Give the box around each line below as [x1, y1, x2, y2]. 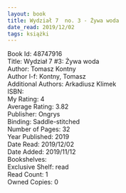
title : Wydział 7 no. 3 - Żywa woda [7, 17, 120, 24]
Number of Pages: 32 [7, 125, 70, 133]
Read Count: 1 [7, 170, 48, 179]
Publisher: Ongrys [7, 110, 61, 118]
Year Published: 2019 [7, 133, 70, 141]
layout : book [7, 10, 46, 18]
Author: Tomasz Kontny [7, 65, 76, 73]
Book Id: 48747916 [7, 50, 63, 58]
